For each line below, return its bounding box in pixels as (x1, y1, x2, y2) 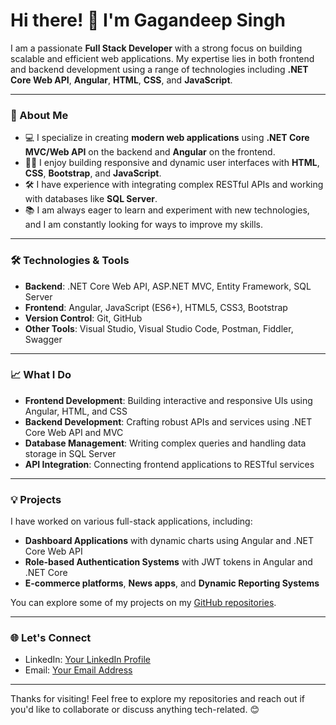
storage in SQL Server (24, 447, 117, 459)
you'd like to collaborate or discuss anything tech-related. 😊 (10, 704, 260, 716)
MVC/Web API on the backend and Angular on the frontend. (24, 146, 276, 158)
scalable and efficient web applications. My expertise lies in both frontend (10, 52, 315, 64)
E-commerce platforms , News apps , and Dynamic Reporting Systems (24, 577, 320, 589)
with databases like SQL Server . (24, 193, 158, 205)
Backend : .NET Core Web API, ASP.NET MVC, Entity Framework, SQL (24, 280, 312, 292)
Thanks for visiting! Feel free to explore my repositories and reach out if (10, 693, 306, 705)
